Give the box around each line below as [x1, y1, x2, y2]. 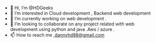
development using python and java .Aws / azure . [10, 26, 115, 32]
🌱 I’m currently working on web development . [10, 16, 107, 21]
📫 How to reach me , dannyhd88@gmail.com [10, 32, 105, 38]
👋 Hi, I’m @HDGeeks [10, 5, 53, 11]
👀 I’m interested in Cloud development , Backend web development [10, 10, 151, 16]
